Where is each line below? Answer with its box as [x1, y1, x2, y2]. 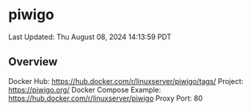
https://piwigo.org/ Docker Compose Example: [8, 85, 161, 94]
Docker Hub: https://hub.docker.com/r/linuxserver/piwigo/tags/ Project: [8, 76, 244, 85]
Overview [8, 55, 58, 69]
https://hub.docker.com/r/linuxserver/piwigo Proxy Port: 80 [8, 93, 203, 103]
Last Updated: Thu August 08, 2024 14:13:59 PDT [8, 32, 172, 42]
